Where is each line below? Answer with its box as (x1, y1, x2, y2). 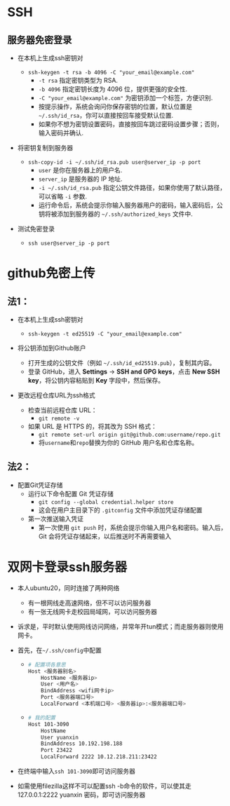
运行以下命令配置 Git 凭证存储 (27, 489, 114, 498)
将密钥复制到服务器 (17, 144, 74, 151)
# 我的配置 (27, 714, 56, 721)
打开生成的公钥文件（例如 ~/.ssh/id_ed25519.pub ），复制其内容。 (27, 359, 216, 367)
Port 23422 (41, 747, 72, 754)
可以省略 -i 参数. (38, 192, 88, 200)
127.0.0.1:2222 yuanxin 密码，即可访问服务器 (17, 791, 146, 799)
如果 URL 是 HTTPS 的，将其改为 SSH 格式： (27, 422, 158, 430)
